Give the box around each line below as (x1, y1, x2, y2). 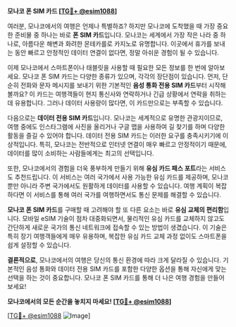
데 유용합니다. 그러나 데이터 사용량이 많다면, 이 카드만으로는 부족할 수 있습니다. (7, 99, 223, 107)
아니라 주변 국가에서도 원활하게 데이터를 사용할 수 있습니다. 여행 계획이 (20, 182, 214, 190)
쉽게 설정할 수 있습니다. (7, 241, 72, 249)
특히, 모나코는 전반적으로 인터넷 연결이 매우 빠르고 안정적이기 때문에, (39, 141, 228, 148)
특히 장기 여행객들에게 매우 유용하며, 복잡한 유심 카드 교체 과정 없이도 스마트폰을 (7, 232, 228, 240)
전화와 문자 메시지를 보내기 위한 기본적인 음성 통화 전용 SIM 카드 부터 (20, 81, 208, 89)
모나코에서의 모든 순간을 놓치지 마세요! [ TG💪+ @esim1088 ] (7, 297, 172, 306)
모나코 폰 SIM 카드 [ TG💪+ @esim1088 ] (7, 7, 118, 15)
